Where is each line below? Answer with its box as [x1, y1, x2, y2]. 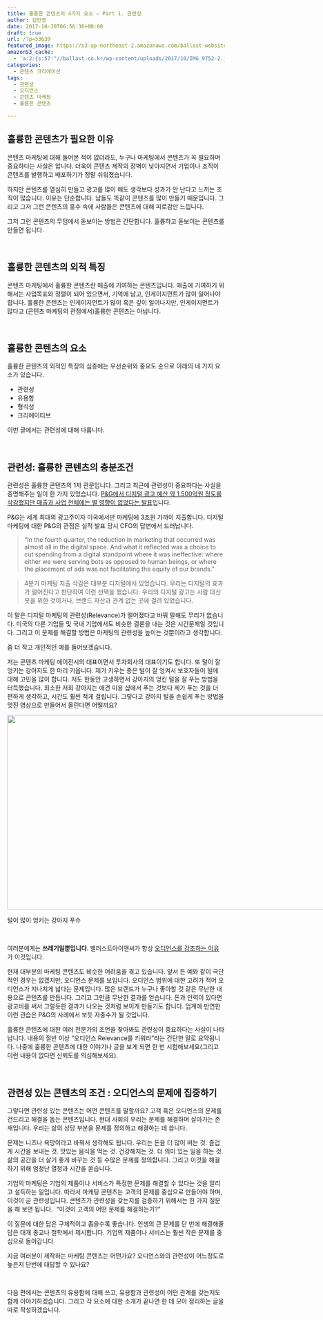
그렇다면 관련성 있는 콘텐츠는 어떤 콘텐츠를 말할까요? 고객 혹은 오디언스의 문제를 [7, 1106, 222, 1115]
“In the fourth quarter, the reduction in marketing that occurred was [23, 536, 216, 544]
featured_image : [7, 42, 54, 49]
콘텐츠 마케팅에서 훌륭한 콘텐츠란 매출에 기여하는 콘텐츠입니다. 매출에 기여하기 [7, 281, 217, 289]
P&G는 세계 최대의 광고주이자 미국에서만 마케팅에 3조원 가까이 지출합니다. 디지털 [7, 513, 224, 522]
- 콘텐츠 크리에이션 [13, 68, 61, 75]
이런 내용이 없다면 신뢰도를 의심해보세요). [7, 1051, 119, 1059]
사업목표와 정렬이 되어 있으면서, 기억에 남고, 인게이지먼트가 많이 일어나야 [25, 290, 221, 298]
